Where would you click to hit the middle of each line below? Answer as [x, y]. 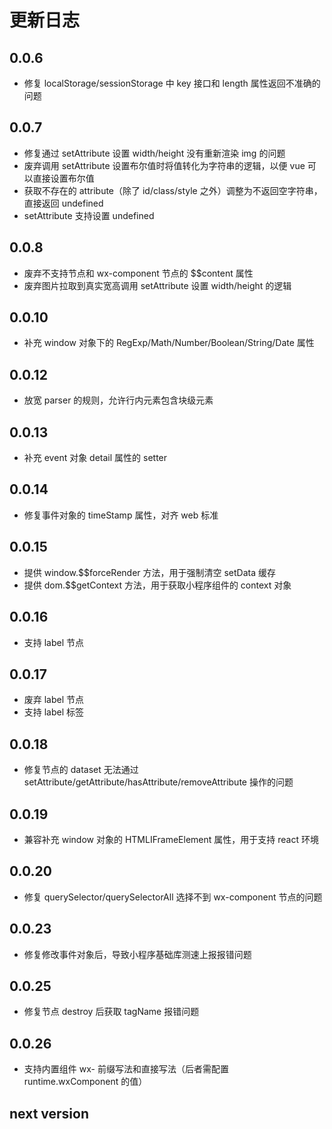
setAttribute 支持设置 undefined [89, 215]
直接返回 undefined [63, 203]
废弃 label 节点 [54, 700]
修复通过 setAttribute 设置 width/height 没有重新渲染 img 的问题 [154, 153]
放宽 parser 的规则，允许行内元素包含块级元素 [118, 400]
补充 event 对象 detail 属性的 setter [95, 458]
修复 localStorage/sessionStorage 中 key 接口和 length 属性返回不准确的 [172, 83]
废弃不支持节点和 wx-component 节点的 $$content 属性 [138, 273]
